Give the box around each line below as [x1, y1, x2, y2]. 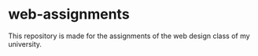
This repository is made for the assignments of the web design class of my [8, 31, 250, 40]
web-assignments [8, 5, 130, 23]
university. [8, 39, 42, 48]
